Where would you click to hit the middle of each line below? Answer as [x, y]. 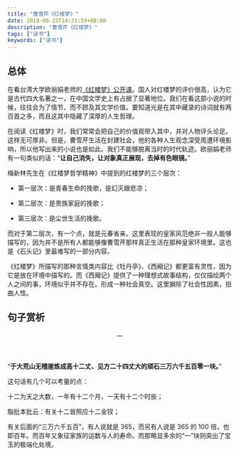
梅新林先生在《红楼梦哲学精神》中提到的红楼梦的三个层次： [95, 173]
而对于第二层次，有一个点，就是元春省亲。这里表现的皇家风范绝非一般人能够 [119, 233]
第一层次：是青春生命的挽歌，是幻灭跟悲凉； [83, 188]
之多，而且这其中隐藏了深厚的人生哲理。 [79, 116]
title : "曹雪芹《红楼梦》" [43, 14]
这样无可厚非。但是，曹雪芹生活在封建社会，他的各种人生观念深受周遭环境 [116, 140]
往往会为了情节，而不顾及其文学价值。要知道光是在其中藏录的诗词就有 [122, 107]
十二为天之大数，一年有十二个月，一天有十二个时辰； [85, 396]
